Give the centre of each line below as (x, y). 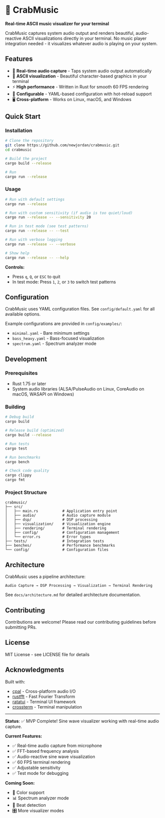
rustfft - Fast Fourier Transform (43, 696)
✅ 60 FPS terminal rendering (41, 762)
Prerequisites (21, 373)
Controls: (15, 267)
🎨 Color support (28, 792)
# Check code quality (27, 471)
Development (26, 359)
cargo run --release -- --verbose (41, 244)
